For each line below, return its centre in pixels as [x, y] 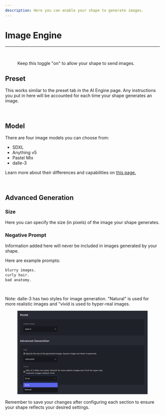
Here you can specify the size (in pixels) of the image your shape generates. [82, 222]
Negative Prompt [26, 235]
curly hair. [17, 275]
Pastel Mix [23, 158]
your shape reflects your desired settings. [47, 407]
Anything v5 [24, 153]
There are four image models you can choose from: [57, 138]
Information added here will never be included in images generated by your [81, 246]
